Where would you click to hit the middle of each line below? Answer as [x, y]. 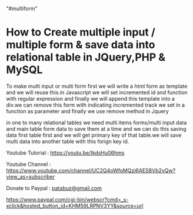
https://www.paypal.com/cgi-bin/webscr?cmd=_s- [67, 199]
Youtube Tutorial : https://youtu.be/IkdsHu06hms [65, 153]
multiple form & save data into [81, 45]
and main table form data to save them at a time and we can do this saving [96, 128]
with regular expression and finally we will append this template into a [91, 98]
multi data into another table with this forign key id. [68, 141]
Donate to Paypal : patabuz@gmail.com [54, 188]
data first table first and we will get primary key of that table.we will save [94, 135]
